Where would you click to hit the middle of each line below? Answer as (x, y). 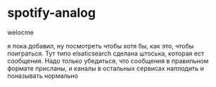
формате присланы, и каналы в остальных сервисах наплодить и (106, 68)
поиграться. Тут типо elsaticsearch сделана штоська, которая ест (106, 53)
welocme (20, 32)
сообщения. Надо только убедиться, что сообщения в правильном (108, 60)
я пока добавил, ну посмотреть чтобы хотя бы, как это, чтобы (101, 46)
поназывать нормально (43, 76)
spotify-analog (52, 13)
